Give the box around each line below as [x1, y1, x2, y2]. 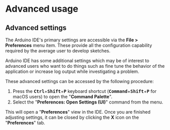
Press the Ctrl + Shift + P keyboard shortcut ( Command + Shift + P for [12, 88, 157, 94]
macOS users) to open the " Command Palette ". [12, 94, 113, 99]
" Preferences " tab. [5, 120, 46, 125]
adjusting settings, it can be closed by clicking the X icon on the [5, 114, 139, 120]
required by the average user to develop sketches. [5, 48, 111, 54]
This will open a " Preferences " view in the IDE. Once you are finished [5, 109, 151, 115]
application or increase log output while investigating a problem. [5, 68, 140, 74]
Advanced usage [5, 3, 79, 15]
